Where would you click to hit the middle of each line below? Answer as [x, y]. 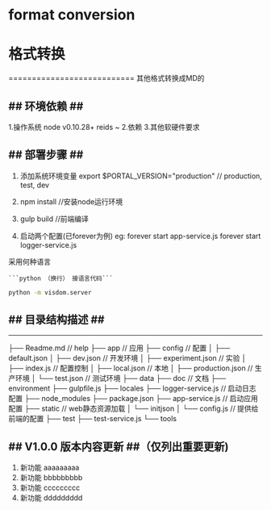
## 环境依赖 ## [46, 106]
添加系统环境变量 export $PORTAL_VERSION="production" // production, [141, 176]
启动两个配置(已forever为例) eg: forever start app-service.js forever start [140, 236]
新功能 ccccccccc [50, 488]
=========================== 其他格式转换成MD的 [106, 78]
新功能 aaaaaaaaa [50, 468]
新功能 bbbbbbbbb [51, 478]
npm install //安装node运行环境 [71, 201]
